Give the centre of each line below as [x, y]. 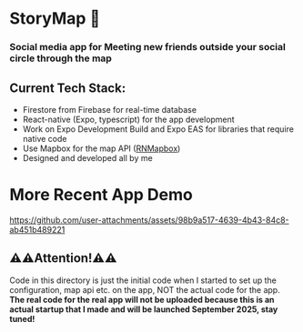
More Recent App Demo [101, 195]
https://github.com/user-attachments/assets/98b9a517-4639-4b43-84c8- [149, 220]
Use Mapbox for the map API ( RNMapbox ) [101, 148]
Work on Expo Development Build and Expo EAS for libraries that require [158, 129]
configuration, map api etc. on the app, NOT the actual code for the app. [145, 289]
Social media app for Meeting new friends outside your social [148, 47]
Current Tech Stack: [68, 88]
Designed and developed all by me [87, 157]
